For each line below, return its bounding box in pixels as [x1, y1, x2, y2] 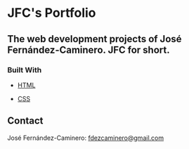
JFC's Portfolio [7, 5, 96, 21]
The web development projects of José [7, 33, 182, 45]
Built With [7, 65, 42, 74]
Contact [7, 115, 44, 127]
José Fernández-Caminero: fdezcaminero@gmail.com [7, 134, 164, 142]
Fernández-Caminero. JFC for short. [7, 44, 170, 56]
